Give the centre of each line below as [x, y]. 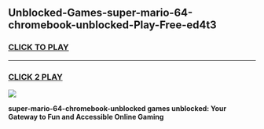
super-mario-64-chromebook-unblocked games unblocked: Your [117, 108]
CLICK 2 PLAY [35, 77]
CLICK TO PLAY [38, 48]
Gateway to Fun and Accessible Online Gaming [86, 116]
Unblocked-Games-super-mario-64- [101, 13]
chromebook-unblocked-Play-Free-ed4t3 [113, 25]
